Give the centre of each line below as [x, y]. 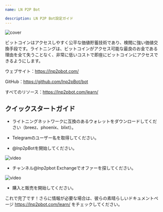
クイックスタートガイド [40, 109]
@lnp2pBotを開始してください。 [44, 148]
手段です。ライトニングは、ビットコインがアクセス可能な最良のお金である [83, 48]
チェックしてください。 [99, 204]
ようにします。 [28, 61]
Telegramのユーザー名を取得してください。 [55, 138]
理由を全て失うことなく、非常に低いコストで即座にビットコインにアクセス [80, 55]
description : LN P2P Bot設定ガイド [39, 18]
